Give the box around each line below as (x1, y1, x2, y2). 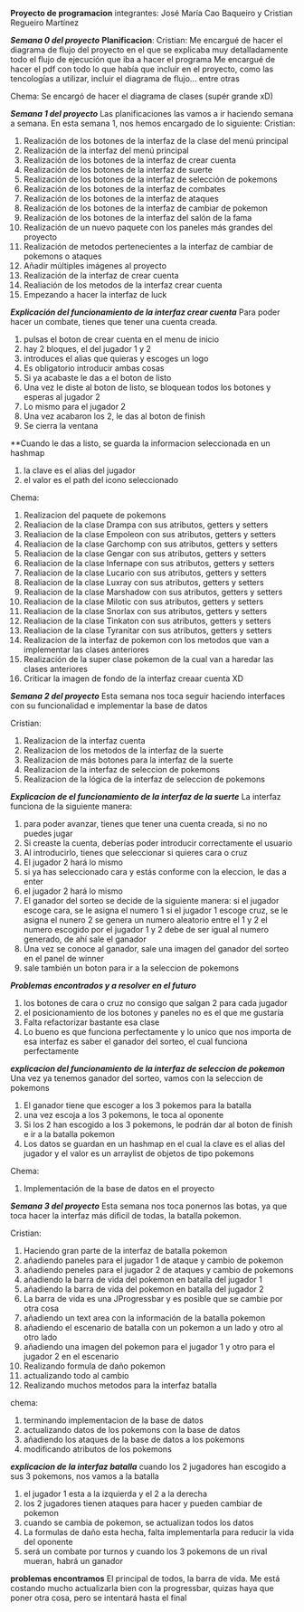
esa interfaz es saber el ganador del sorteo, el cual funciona (23, 1036, 248, 1047)
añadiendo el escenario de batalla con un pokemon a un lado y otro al (23, 1323, 284, 1332)
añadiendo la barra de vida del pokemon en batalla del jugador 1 (23, 1275, 263, 1285)
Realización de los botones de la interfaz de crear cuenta (23, 155, 236, 166)
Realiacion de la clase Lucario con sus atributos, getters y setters (23, 567, 267, 578)
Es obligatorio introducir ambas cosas (23, 363, 165, 374)
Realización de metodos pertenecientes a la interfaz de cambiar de (23, 242, 274, 251)
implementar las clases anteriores (23, 644, 150, 655)
